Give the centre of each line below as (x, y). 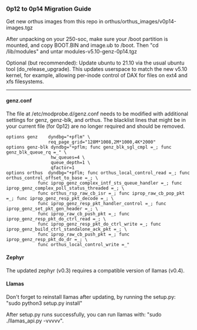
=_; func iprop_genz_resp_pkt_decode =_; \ (60, 198)
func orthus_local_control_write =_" (84, 244)
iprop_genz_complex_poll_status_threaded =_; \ (65, 188)
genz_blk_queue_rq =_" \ (36, 152)
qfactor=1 (63, 168)
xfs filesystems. (25, 81)
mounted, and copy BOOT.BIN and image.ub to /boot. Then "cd (82, 45)
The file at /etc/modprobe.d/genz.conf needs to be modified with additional (97, 114)
